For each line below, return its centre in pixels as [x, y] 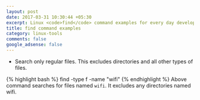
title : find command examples [44, 28]
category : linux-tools [34, 34]
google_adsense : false [34, 45]
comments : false [26, 39]
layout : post [22, 12]
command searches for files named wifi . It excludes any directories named [99, 85]
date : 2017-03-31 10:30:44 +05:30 [49, 17]
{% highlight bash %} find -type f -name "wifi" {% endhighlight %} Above [96, 79]
